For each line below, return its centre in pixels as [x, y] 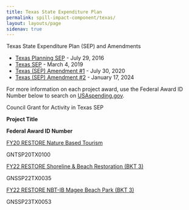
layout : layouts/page [34, 23]
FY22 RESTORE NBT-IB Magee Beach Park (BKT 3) [70, 190]
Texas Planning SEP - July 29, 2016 [60, 58]
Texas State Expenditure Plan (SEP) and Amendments [74, 46]
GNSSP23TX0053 [29, 202]
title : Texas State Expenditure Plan [54, 12]
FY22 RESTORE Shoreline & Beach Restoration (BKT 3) [75, 166]
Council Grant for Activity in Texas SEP [55, 108]
